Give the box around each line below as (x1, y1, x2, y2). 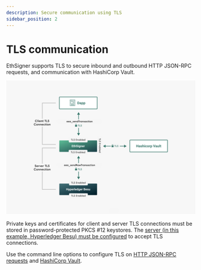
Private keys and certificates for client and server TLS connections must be (6, 220, 193, 227)
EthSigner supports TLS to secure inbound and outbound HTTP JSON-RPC (6, 62, 192, 69)
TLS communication (6, 43, 109, 56)
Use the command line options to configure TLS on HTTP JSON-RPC (6, 250, 177, 257)
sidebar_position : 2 (6, 16, 58, 22)
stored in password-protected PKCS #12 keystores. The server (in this (6, 226, 179, 233)
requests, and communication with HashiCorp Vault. (6, 69, 135, 76)
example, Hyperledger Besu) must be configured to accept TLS (6, 232, 163, 239)
